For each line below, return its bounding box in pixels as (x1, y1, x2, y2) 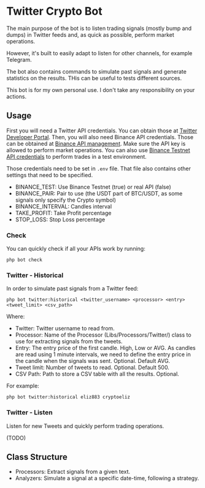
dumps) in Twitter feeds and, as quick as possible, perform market (6, 31, 175, 38)
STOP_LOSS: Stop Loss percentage (15, 216, 106, 223)
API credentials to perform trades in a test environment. (6, 153, 147, 160)
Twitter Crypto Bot (6, 4, 102, 18)
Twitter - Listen (6, 408, 53, 417)
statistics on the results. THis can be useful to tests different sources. (6, 74, 182, 82)
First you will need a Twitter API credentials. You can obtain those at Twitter (6, 127, 198, 134)
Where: (6, 313, 25, 320)
